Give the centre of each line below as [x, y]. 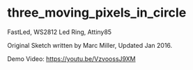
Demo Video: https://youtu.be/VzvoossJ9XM [71, 59]
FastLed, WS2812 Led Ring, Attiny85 [60, 32]
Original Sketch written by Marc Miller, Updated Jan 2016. [90, 45]
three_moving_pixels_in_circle [97, 13]
